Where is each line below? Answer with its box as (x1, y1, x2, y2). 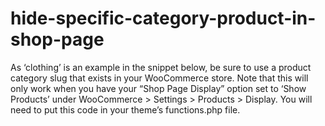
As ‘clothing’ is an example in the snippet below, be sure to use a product (10, 61, 312, 73)
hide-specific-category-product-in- (10, 7, 317, 30)
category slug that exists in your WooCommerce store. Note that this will (10, 72, 309, 84)
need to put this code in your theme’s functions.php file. (10, 103, 241, 116)
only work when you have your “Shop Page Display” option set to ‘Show (10, 82, 307, 94)
